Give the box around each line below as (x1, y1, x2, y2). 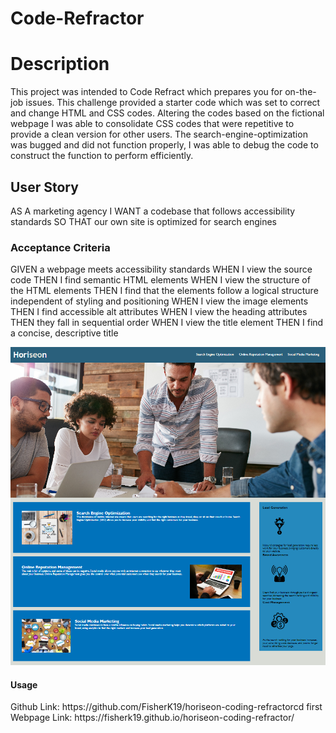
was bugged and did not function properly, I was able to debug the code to (10, 139, 319, 151)
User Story (10, 178, 79, 196)
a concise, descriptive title (10, 327, 119, 339)
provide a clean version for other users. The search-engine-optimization (10, 128, 308, 141)
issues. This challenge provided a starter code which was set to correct (25, 97, 321, 109)
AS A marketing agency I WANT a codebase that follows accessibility (10, 205, 296, 217)
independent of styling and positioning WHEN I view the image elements (10, 295, 309, 307)
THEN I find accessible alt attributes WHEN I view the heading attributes (10, 306, 308, 318)
